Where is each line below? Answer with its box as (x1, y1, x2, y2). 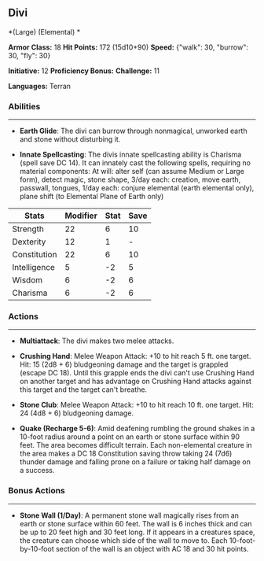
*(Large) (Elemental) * (8, 27, 81, 36)
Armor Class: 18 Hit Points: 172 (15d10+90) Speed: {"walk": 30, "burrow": (8, 42, 249, 52)
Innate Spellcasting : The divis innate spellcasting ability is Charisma (19, 149, 242, 160)
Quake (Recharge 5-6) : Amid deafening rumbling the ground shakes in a (19, 424, 255, 434)
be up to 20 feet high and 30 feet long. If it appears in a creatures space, (19, 527, 255, 537)
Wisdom (12, 275, 43, 286)
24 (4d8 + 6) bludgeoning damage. (19, 408, 134, 418)
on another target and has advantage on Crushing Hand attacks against (19, 377, 251, 386)
